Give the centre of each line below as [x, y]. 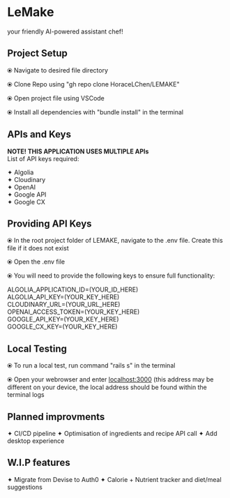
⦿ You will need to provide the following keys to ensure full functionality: [111, 276]
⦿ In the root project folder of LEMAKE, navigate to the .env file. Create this [115, 241]
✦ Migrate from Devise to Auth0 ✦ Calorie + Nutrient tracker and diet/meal [114, 479]
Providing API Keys [49, 224]
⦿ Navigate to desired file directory [58, 70]
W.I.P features [39, 463]
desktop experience [36, 441]
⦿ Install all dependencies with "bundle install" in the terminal [95, 112]
